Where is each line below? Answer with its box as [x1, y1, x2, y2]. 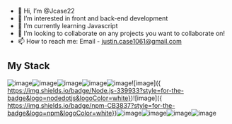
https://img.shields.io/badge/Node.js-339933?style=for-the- [7, 86, 184, 94]
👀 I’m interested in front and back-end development [17, 14, 168, 23]
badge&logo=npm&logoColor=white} [7, 108, 115, 117]
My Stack [7, 60, 50, 72]
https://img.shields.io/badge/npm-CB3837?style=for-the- [7, 101, 175, 109]
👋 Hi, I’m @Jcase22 [17, 7, 76, 15]
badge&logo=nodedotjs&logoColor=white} [7, 94, 132, 102]
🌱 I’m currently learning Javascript [17, 22, 118, 30]
